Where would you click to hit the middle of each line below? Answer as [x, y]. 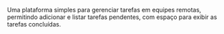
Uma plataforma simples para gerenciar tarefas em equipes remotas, [104, 10]
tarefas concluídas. [34, 24]
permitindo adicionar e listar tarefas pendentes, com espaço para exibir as [112, 17]
